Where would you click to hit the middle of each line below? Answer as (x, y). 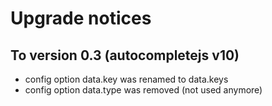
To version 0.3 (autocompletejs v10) (125, 55)
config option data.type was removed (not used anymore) (143, 90)
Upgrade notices (81, 18)
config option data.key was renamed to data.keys (126, 79)
